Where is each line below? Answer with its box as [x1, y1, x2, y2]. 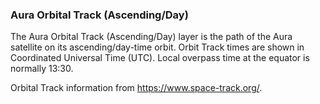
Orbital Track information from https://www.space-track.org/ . [10, 82, 263, 94]
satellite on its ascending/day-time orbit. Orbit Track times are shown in [10, 41, 305, 53]
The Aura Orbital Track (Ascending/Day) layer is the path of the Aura [10, 31, 293, 43]
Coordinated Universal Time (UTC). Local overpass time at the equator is [10, 52, 310, 64]
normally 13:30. [10, 63, 74, 75]
